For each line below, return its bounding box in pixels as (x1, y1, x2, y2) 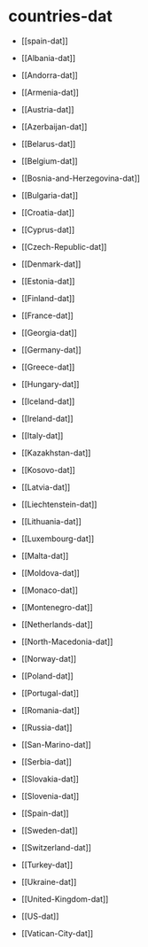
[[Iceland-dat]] (20, 396, 75, 407)
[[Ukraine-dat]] (20, 876, 77, 887)
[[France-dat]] (20, 310, 74, 321)
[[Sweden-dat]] (20, 825, 79, 835)
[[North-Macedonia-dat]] (20, 636, 113, 647)
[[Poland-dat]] (20, 671, 74, 681)
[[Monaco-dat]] (20, 585, 79, 595)
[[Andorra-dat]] (20, 69, 79, 81)
